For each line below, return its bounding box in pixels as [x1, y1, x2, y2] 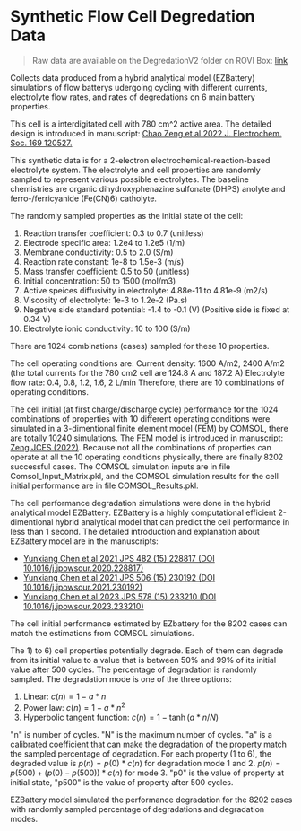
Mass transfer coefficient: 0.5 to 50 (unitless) [22, 266, 191, 276]
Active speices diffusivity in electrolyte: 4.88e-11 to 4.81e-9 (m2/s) [22, 284, 268, 295]
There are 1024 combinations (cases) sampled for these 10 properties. [10, 340, 270, 351]
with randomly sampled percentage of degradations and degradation [10, 803, 265, 814]
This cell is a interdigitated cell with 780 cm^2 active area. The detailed [10, 118, 272, 129]
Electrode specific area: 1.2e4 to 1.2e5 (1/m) [22, 237, 185, 248]
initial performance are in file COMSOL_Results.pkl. [10, 480, 200, 491]
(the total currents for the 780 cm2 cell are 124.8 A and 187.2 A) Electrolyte [10, 367, 285, 378]
